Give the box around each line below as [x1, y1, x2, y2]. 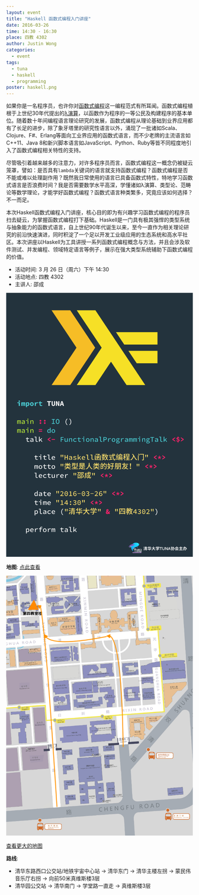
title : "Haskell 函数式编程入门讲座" [6, 15, 91, 22]
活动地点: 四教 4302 [14, 273, 64, 281]
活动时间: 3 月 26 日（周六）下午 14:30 [14, 266, 110, 273]
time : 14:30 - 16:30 [6, 28, 57, 34]
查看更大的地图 [6, 842, 43, 849]
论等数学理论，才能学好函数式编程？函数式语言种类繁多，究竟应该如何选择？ [6, 189, 193, 196]
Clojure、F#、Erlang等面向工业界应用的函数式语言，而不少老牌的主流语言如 [6, 132, 191, 139]
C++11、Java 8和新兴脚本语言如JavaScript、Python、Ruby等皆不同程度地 [6, 139, 187, 146]
